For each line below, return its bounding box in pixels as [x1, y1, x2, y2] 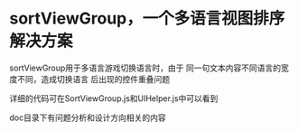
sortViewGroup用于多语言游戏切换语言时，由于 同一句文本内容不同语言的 [9, 62, 282, 73]
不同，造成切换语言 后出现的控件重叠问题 [16, 73, 170, 84]
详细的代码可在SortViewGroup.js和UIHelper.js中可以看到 [9, 92, 219, 104]
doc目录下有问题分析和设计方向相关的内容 [9, 112, 166, 123]
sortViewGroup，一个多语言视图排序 [9, 8, 285, 29]
